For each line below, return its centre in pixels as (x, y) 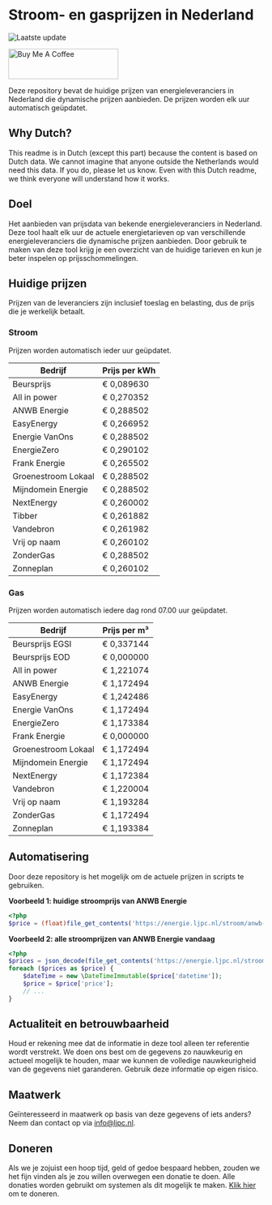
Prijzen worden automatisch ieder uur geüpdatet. (90, 350)
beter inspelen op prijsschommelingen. (74, 258)
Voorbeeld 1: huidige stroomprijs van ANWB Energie (98, 900)
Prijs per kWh (129, 370)
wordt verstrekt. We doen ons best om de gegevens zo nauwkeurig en (125, 1052)
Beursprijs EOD (41, 656)
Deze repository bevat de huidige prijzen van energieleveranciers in (121, 90)
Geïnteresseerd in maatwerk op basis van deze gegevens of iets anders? (130, 1114)
